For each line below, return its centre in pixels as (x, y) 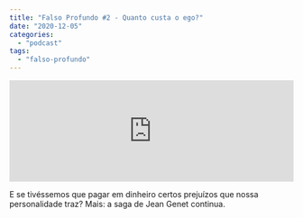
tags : (19, 51)
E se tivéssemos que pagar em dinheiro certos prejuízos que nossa (134, 194)
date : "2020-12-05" (46, 26)
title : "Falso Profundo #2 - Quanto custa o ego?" (106, 18)
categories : (32, 34)
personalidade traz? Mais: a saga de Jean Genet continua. (117, 204)
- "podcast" (40, 43)
